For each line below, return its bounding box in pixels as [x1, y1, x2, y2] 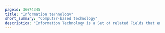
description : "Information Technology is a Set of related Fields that [5, 20, 155, 26]
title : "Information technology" [5, 12, 74, 16]
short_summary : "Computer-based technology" [5, 16, 98, 21]
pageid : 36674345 [5, 7, 41, 12]
